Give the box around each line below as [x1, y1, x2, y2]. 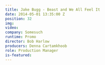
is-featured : [5, 52, 32, 58]
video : [5, 25, 19, 30]
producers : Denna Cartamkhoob [5, 43, 68, 48]
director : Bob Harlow [5, 39, 50, 44]
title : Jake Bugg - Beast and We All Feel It [5, 7, 100, 12]
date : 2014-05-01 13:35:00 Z [5, 12, 65, 17]
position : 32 [5, 16, 32, 21]
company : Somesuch [5, 30, 43, 35]
